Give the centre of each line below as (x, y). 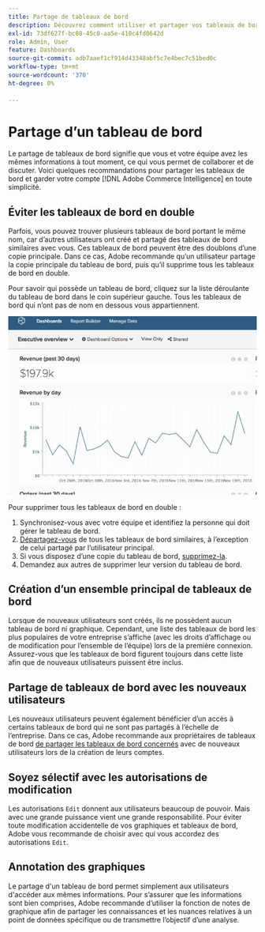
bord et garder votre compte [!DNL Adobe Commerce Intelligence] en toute (130, 179)
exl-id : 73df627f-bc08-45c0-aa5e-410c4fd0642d (86, 33)
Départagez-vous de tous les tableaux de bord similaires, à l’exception (134, 539)
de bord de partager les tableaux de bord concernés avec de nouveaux (124, 744)
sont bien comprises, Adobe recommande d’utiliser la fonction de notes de (129, 903)
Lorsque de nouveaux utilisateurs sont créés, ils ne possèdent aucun (120, 621)
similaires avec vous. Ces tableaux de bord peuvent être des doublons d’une (132, 248)
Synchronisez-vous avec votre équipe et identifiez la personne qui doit (134, 523)
